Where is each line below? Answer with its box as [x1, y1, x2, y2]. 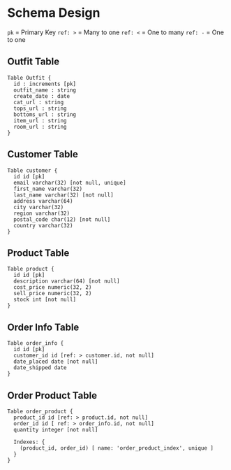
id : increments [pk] [13, 80, 77, 87]
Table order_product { [7, 408, 73, 415]
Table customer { [7, 166, 58, 174]
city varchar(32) [13, 204, 64, 211]
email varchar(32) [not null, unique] [13, 179, 127, 186]
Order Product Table [7, 390, 98, 401]
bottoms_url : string [13, 111, 77, 118]
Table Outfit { [7, 74, 52, 81]
